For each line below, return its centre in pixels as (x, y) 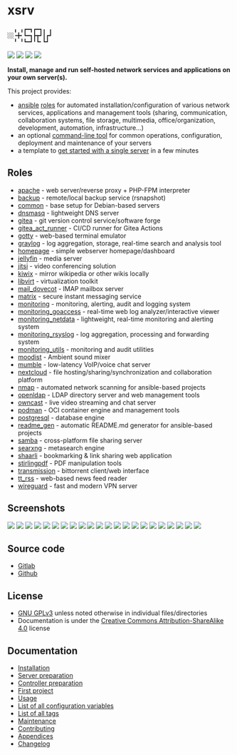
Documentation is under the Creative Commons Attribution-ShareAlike (121, 621)
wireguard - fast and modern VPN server (78, 486)
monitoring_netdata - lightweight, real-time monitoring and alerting (115, 319)
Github (27, 574)
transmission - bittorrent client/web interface (83, 470)
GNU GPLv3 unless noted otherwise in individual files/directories (112, 613)
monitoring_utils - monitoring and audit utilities (86, 349)
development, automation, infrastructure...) (81, 128)
